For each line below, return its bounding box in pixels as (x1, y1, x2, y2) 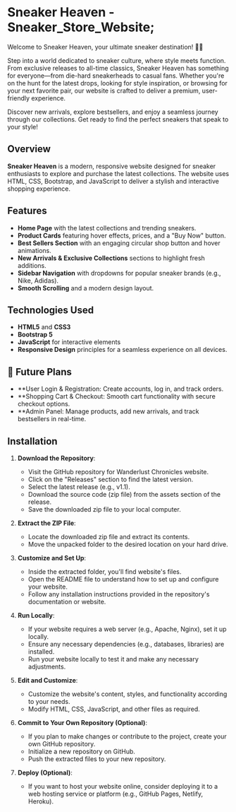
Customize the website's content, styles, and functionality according (27, 690, 228, 698)
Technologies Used (7, 304, 94, 316)
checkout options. (17, 400, 70, 408)
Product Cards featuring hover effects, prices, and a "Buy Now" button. (17, 231, 227, 240)
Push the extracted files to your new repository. (27, 755, 166, 763)
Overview (7, 143, 51, 155)
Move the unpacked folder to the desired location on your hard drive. (27, 540, 228, 548)
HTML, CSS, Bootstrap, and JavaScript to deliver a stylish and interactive (7, 177, 220, 185)
